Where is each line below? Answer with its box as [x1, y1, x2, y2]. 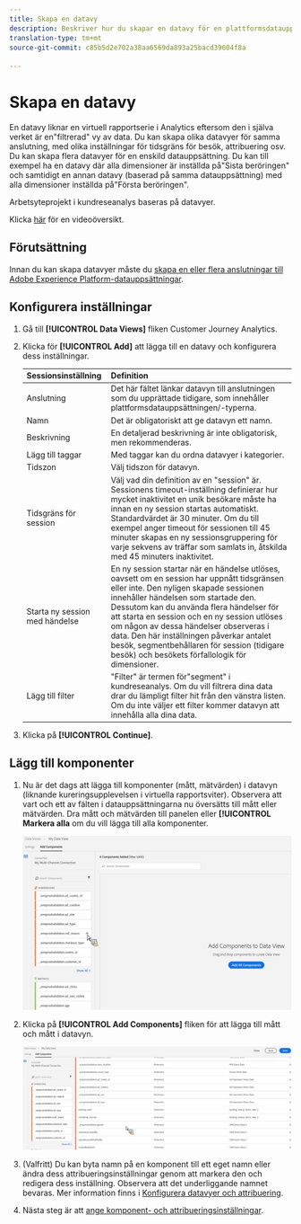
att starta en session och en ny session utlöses [110, 611, 284, 622]
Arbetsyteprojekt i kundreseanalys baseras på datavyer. [9, 197, 216, 208]
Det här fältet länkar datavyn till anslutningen [110, 383, 276, 395]
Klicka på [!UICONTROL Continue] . [21, 729, 154, 741]
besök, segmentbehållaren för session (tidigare [110, 639, 285, 651]
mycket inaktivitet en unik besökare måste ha [110, 493, 277, 504]
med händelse [26, 616, 79, 626]
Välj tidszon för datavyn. [110, 462, 200, 473]
